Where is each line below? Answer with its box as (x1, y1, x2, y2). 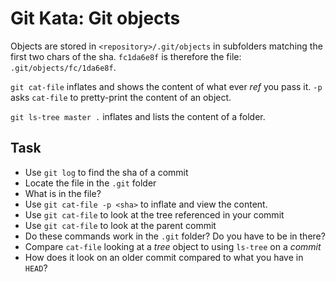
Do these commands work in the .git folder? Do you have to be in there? (24, 230, 326, 242)
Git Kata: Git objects (10, 7, 181, 30)
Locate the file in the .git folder (24, 177, 157, 189)
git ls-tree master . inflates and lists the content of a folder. (10, 110, 266, 122)
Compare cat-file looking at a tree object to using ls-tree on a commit (24, 240, 322, 252)
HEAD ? (24, 262, 48, 274)
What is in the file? (24, 187, 102, 199)
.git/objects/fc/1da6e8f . (10, 61, 117, 73)
